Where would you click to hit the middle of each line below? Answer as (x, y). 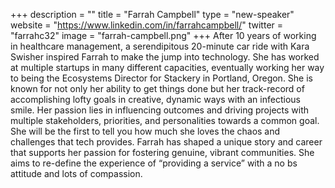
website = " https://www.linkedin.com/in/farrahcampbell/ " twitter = (147, 25)
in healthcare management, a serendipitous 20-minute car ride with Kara (160, 46)
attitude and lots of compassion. (76, 173)
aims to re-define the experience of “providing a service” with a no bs (154, 163)
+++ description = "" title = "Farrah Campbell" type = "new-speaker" (152, 14)
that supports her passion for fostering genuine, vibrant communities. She (162, 152)
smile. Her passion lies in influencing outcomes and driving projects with (160, 110)
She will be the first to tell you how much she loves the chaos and (145, 131)
